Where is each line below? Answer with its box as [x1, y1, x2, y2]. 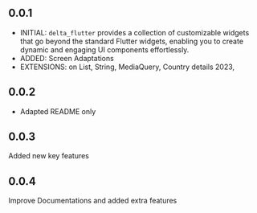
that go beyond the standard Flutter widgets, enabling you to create [19, 36, 243, 46]
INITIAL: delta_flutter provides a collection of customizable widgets [19, 27, 250, 37]
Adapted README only [19, 106, 96, 116]
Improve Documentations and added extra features [8, 196, 177, 206]
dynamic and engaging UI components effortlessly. [19, 44, 190, 55]
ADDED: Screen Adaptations [19, 53, 114, 63]
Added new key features [8, 151, 90, 161]
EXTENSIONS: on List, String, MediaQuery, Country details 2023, [19, 62, 235, 72]
